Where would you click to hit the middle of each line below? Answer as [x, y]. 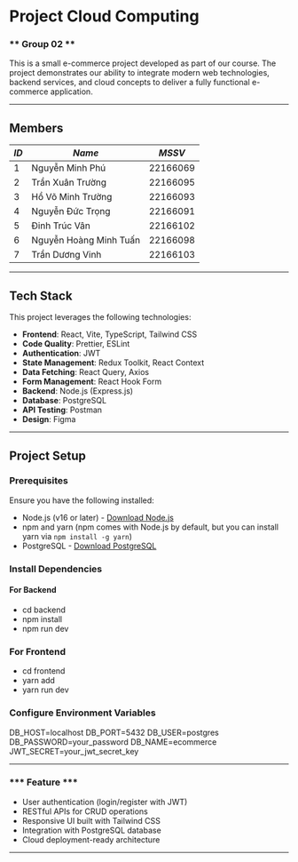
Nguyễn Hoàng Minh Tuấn [86, 240]
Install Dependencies [56, 569]
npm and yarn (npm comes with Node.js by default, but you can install [150, 527]
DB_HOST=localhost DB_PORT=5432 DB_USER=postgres [114, 732]
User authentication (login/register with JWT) [105, 802]
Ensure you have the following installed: [82, 500]
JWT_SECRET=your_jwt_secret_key [74, 751]
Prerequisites [39, 481]
